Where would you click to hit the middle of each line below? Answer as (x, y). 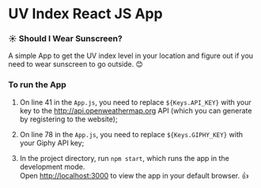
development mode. (52, 167)
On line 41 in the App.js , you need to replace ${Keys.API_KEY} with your (135, 102)
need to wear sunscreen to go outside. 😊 (76, 64)
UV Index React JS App (86, 14)
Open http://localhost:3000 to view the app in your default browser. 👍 (134, 175)
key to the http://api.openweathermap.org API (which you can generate (136, 110)
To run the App (38, 85)
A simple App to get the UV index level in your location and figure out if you (131, 56)
